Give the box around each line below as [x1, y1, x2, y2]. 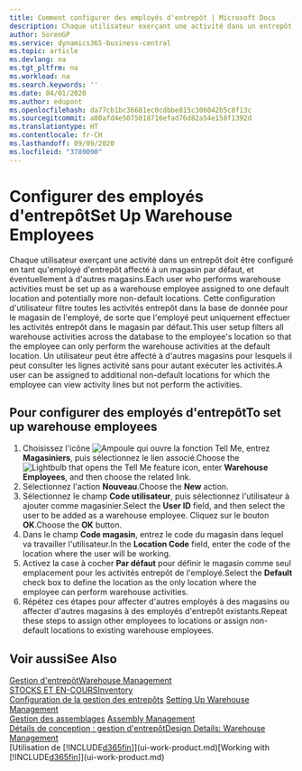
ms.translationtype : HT [9, 123, 99, 132]
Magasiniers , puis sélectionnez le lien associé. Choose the [22, 453, 240, 464]
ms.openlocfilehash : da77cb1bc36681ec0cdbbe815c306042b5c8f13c [9, 106, 252, 115]
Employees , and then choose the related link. [22, 472, 192, 482]
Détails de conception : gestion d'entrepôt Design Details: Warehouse [9, 723, 266, 734]
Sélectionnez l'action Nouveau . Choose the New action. [22, 482, 229, 492]
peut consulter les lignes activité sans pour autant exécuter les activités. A [9, 360, 283, 371]
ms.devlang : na [9, 55, 67, 64]
